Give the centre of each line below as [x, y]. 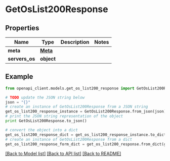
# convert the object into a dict [42, 130]
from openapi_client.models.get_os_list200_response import [70, 88]
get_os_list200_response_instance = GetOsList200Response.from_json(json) [86, 112]
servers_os [22, 59]
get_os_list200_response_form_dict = [45, 144]
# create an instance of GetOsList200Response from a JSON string [77, 107]
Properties [22, 28]
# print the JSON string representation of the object [64, 116]
